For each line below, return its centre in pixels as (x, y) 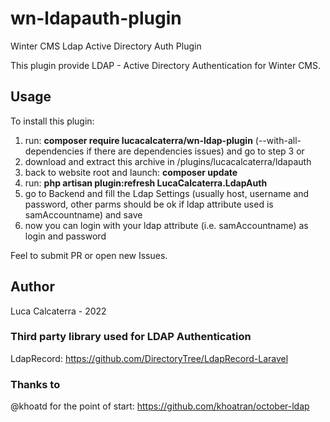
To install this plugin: (52, 121)
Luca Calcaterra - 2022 (58, 311)
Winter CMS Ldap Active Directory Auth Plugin (106, 46)
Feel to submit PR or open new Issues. (89, 255)
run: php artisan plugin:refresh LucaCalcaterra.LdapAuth (146, 183)
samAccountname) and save (83, 214)
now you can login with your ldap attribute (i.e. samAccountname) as (166, 225)
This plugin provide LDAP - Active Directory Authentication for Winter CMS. (166, 65)
